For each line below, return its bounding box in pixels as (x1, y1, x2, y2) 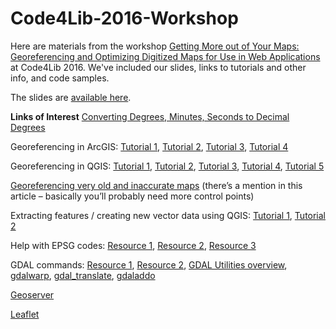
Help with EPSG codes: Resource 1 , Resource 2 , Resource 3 (10, 239, 257, 251)
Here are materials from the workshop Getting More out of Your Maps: (10, 40, 300, 52)
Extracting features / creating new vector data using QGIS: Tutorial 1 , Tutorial (10, 209, 327, 221)
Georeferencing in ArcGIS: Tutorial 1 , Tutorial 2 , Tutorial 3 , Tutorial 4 (10, 140, 289, 152)
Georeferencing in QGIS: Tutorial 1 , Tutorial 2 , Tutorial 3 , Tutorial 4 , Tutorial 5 (10, 160, 325, 172)
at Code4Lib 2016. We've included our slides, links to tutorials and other (10, 61, 307, 73)
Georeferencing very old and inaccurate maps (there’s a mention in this (10, 179, 303, 191)
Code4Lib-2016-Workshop (10, 7, 239, 30)
